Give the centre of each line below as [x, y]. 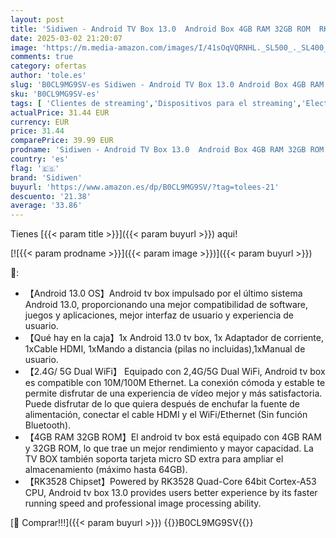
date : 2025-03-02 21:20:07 [66, 38]
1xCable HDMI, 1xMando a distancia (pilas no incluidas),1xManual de [165, 349]
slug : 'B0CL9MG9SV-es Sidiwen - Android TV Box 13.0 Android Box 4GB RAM [167, 85]
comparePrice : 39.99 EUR [62, 141]
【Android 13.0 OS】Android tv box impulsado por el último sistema [163, 293]
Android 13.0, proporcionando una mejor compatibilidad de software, [166, 305]
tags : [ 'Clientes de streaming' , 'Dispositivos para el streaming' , [156, 103]
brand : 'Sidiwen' [46, 177]
